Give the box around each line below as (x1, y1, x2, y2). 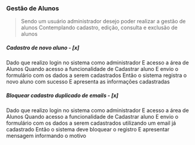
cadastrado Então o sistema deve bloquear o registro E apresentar (6, 126, 170, 133)
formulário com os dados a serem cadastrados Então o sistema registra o (6, 72, 187, 79)
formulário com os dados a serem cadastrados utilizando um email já (6, 119, 176, 127)
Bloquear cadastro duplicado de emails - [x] (6, 91, 118, 99)
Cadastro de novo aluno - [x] (6, 44, 80, 51)
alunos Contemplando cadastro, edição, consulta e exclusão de (20, 24, 178, 31)
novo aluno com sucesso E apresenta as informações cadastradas (6, 78, 170, 85)
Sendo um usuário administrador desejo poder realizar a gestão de (20, 18, 186, 25)
